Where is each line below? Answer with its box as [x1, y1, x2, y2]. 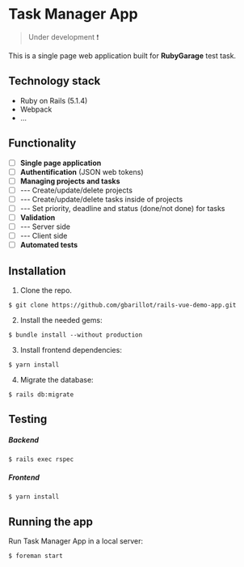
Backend [8, 434, 39, 445]
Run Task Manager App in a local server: [8, 536, 144, 546]
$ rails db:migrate [8, 391, 74, 399]
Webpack [19, 104, 53, 114]
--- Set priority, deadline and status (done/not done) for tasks [19, 203, 225, 213]
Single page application [19, 158, 102, 167]
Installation [8, 264, 66, 277]
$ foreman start [8, 552, 63, 561]
